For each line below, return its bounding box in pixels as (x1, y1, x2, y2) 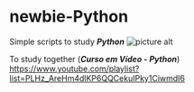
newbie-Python (9, 6, 129, 27)
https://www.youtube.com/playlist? (9, 63, 140, 74)
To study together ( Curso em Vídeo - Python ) (9, 53, 180, 64)
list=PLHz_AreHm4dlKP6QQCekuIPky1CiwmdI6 (9, 72, 186, 83)
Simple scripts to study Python (9, 36, 125, 47)
